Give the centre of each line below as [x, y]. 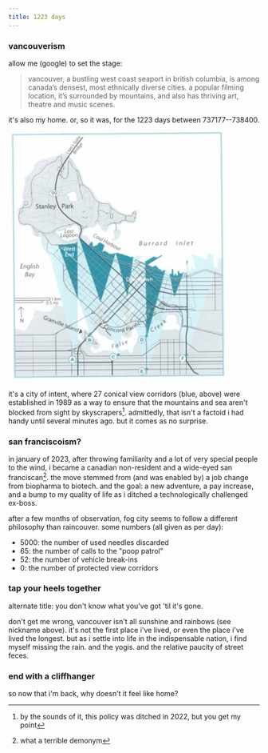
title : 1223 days [37, 17]
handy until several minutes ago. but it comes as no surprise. [108, 421]
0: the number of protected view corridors [89, 567]
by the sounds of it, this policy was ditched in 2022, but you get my [130, 717]
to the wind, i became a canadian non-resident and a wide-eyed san [120, 467]
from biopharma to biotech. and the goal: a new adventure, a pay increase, [131, 486]
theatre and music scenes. [71, 104]
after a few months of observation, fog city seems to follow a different [123, 518]
